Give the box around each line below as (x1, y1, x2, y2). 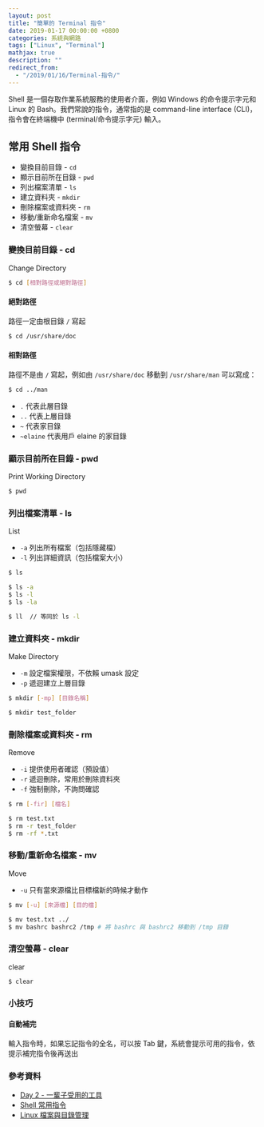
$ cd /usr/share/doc (8, 332, 77, 340)
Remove (8, 747, 36, 757)
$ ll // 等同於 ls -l (8, 613, 81, 621)
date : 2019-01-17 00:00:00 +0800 (8, 26, 120, 34)
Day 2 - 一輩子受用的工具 (19, 1089, 103, 1100)
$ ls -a (8, 583, 34, 592)
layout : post (8, 11, 52, 20)
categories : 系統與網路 (8, 34, 81, 42)
